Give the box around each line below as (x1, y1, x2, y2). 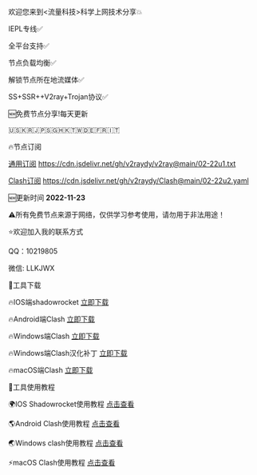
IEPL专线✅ (8, 24, 43, 34)
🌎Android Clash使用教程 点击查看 (8, 419, 121, 428)
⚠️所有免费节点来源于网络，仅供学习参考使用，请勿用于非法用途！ (8, 210, 226, 219)
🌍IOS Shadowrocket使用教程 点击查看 (8, 399, 135, 409)
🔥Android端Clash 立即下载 (8, 314, 96, 324)
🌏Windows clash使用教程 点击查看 (8, 438, 124, 448)
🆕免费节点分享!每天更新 (8, 109, 89, 118)
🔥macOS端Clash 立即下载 (8, 365, 93, 374)
